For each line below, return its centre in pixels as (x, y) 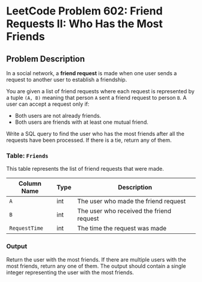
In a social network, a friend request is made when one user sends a (92, 73)
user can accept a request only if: (48, 104)
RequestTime (26, 228)
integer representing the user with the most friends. (70, 272)
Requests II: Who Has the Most (85, 24)
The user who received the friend (124, 211)
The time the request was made (122, 228)
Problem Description (46, 59)
